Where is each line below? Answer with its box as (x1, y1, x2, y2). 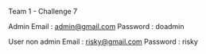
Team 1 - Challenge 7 (8, 7, 78, 16)
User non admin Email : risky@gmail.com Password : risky (8, 37, 199, 46)
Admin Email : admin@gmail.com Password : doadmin (8, 22, 185, 31)
